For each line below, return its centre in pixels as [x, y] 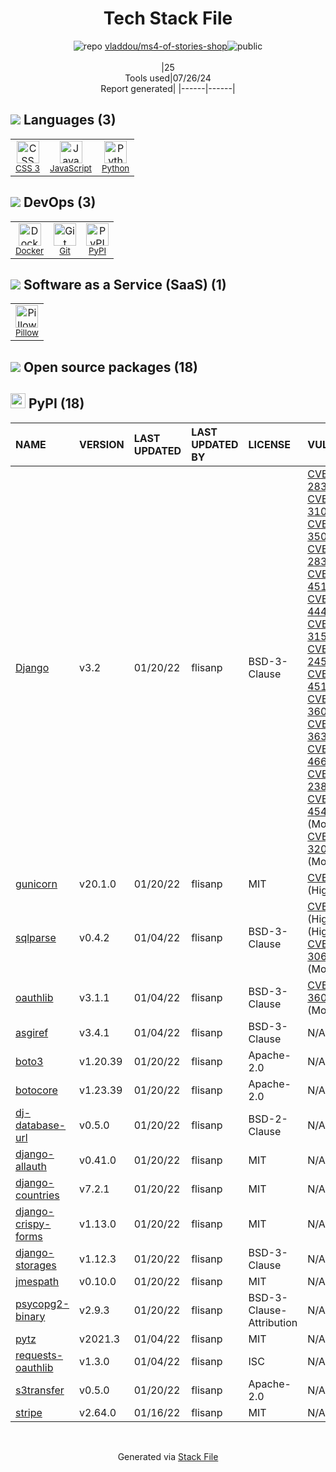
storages [36, 1265]
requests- [39, 1355]
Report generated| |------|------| [168, 88]
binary [30, 1316]
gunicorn [36, 884]
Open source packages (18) [110, 367]
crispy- [33, 1224]
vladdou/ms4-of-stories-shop [166, 46]
